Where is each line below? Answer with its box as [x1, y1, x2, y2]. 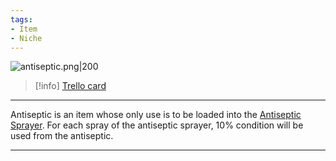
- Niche [10, 33, 43, 43]
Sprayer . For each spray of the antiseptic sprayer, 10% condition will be [10, 119, 304, 131]
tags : [10, 14, 33, 25]
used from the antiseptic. [10, 130, 114, 142]
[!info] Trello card [34, 80, 107, 92]
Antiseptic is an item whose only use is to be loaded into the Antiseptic [10, 109, 302, 121]
